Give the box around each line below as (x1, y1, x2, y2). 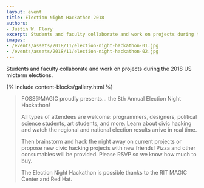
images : (6, 37, 26, 43)
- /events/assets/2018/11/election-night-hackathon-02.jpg (6, 49, 159, 55)
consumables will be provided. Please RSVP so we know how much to (21, 150, 197, 158)
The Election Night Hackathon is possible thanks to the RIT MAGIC (21, 169, 187, 176)
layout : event (6, 8, 42, 15)
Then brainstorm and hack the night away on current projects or (21, 138, 182, 145)
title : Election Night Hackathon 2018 (6, 15, 104, 21)
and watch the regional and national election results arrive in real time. (21, 126, 197, 133)
